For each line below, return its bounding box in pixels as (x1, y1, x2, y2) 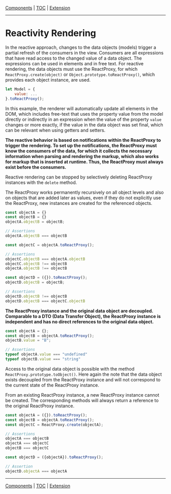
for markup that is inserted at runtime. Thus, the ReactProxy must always (5, 159, 164, 165)
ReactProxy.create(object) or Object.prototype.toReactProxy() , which (5, 71, 155, 77)
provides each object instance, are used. (5, 76, 91, 83)
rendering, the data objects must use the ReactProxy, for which (5, 66, 138, 72)
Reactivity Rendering (5, 28, 97, 39)
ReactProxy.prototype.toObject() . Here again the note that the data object (5, 371, 162, 377)
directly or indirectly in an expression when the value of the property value (5, 116, 162, 122)
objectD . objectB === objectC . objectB (5, 298, 85, 303)
